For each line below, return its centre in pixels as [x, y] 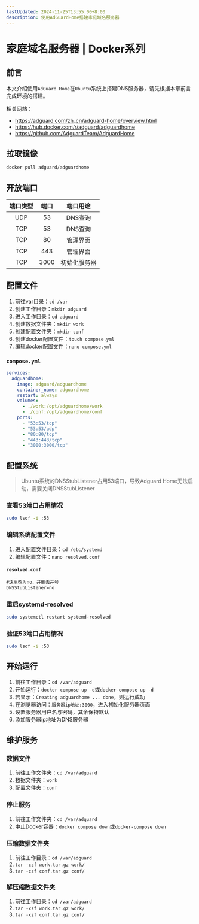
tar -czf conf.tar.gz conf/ [50, 871]
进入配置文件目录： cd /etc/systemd [59, 549]
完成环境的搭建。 [27, 96]
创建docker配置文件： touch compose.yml [65, 338]
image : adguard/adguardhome [52, 384]
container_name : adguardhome [53, 390]
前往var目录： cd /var [41, 301]
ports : [25, 418]
